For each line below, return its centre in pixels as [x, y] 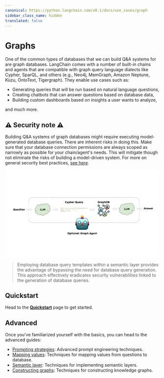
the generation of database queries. [53, 280]
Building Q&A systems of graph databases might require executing [72, 137]
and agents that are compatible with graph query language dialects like [77, 70]
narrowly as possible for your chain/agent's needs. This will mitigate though [82, 153]
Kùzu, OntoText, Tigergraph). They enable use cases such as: [67, 80]
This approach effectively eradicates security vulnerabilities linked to [86, 275]
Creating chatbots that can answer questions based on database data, [83, 95]
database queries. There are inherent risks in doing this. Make [89, 142]
